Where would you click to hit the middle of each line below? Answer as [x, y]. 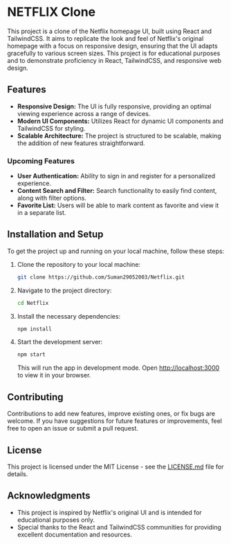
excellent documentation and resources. [75, 534]
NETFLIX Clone [52, 12]
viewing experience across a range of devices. [84, 113]
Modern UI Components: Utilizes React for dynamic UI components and [120, 121]
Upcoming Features [41, 161]
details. [18, 473]
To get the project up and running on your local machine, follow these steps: [116, 251]
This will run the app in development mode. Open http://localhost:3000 [118, 368]
